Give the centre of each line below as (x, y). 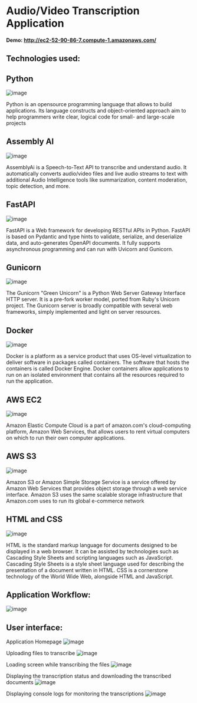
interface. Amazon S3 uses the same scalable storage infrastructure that (94, 494)
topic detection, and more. (38, 186)
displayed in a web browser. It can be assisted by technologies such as (92, 551)
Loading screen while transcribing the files (58, 665)
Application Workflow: (48, 595)
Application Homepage (34, 642)
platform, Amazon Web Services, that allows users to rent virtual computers (98, 432)
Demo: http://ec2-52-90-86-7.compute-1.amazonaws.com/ (81, 40)
